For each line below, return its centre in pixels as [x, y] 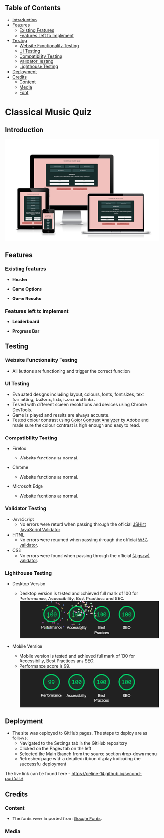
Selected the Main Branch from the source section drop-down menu [88, 754]
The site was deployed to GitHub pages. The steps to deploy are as [80, 733]
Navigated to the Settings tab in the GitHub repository [73, 743]
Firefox [19, 449]
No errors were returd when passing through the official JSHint [83, 524]
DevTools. [22, 410]
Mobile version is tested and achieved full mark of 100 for [77, 656]
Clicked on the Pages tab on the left [55, 749]
